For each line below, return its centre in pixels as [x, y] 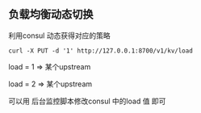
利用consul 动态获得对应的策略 [59, 36]
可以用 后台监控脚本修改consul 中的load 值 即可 [87, 101]
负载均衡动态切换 [51, 15]
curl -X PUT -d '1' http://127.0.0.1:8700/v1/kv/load [101, 51]
